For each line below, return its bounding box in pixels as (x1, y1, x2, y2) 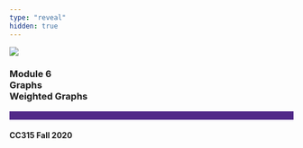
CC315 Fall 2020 (9, 130, 73, 141)
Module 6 (9, 68, 52, 81)
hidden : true (9, 22, 59, 30)
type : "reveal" (9, 13, 67, 22)
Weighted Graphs (9, 91, 88, 103)
